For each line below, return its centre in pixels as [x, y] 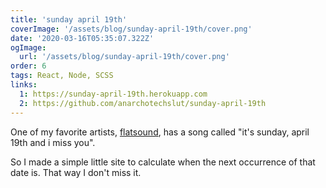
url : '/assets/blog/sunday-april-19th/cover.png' [124, 57]
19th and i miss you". [53, 142]
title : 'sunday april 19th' [69, 19]
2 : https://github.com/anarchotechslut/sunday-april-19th [143, 103]
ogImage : [28, 47]
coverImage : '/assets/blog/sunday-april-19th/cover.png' [131, 29]
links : [24, 85]
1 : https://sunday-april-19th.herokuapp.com [113, 94]
